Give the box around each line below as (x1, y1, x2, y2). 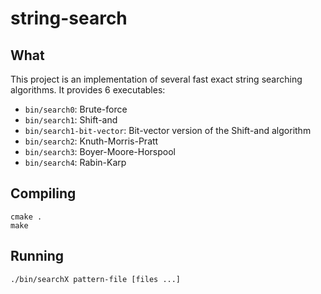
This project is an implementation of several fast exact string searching (10, 73, 303, 85)
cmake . (10, 212, 43, 222)
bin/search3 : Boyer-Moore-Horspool (24, 146, 176, 157)
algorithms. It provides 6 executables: (10, 84, 166, 96)
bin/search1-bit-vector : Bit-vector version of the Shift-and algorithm (24, 125, 312, 136)
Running (10, 248, 65, 265)
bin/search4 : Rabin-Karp (24, 157, 127, 168)
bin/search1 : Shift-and (24, 114, 118, 126)
